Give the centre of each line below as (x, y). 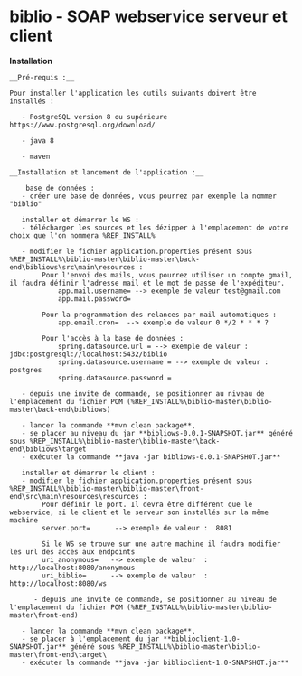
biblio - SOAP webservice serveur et (148, 17)
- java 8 (38, 141)
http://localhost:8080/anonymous (72, 568)
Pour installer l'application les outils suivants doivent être (133, 93)
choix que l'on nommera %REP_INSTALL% (82, 235)
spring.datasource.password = (114, 378)
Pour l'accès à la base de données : (113, 338)
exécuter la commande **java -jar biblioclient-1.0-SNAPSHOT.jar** (159, 662)
